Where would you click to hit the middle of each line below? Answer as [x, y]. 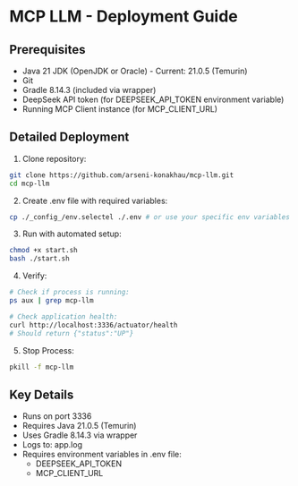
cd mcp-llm [30, 183]
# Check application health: [64, 316]
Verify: [34, 276]
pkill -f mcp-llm [42, 367]
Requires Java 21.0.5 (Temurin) [79, 426]
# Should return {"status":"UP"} [72, 333]
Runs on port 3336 [57, 416]
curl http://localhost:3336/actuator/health [94, 325]
